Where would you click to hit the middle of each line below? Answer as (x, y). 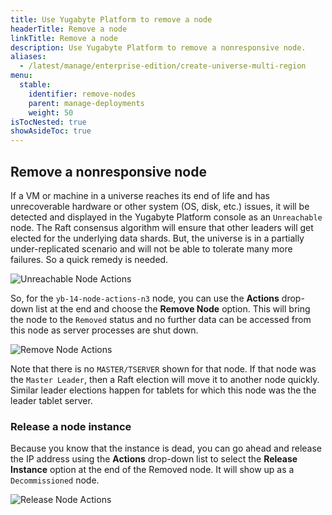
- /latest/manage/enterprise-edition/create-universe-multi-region (163, 66)
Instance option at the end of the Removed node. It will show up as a (152, 470)
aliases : (28, 57)
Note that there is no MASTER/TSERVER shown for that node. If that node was (163, 368)
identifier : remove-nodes (82, 94)
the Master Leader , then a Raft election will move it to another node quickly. (165, 379)
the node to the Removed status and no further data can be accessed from (161, 319)
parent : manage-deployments (86, 103)
